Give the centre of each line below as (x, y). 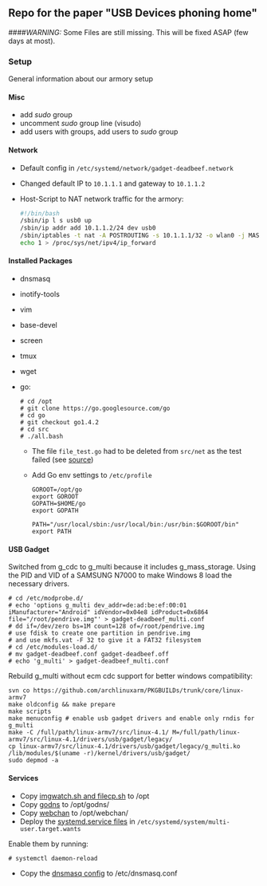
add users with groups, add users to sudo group (99, 132)
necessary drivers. (39, 584)
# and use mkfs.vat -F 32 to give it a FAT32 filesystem (105, 640)
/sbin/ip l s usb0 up (55, 221)
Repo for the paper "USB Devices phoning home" (133, 13)
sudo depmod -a (33, 761)
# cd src (34, 430)
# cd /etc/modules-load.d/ (53, 648)
